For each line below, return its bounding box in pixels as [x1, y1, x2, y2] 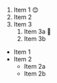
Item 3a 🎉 [23, 27, 52, 35]
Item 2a [23, 63, 46, 70]
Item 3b [23, 35, 46, 43]
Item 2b [23, 69, 46, 78]
